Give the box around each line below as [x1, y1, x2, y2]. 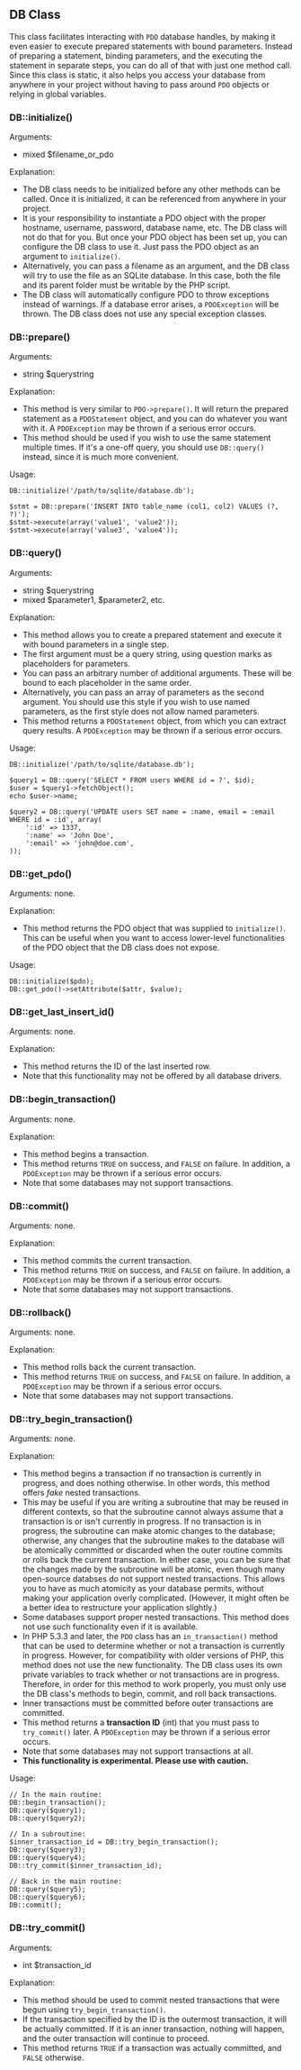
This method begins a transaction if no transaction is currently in [22, 1468, 262, 1479]
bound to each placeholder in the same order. [22, 677, 191, 688]
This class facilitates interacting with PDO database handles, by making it [9, 31, 276, 41]
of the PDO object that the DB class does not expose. [22, 942, 220, 953]
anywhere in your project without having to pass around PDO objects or [9, 78, 270, 89]
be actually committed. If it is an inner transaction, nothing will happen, [22, 2023, 285, 2034]
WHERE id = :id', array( [9, 815, 102, 824]
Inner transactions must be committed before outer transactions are [22, 1698, 274, 1709]
